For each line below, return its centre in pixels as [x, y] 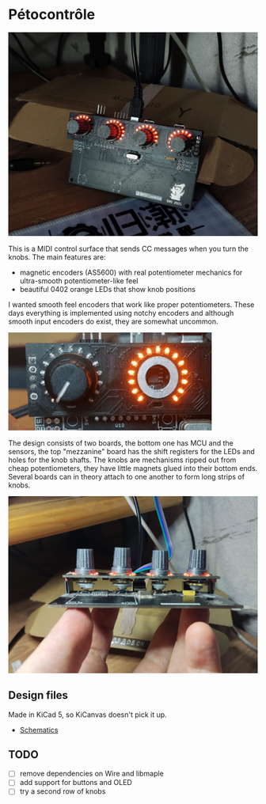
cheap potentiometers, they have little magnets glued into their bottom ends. [133, 468]
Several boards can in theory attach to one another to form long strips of [127, 477]
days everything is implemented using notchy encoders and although [121, 313]
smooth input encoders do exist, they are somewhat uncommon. [113, 321]
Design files [38, 695]
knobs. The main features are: [57, 257]
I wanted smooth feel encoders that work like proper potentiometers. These [131, 305]
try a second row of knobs [63, 791]
